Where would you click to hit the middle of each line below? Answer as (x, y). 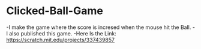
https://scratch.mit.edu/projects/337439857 (61, 40)
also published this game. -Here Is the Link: (63, 33)
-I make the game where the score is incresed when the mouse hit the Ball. (99, 27)
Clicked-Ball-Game (55, 11)
